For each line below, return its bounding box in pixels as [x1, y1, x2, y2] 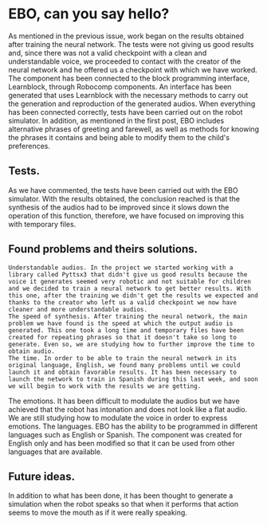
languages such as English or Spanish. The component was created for [8, 429, 243, 439]
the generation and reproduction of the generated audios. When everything [8, 99, 256, 108]
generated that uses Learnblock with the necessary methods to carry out [8, 90, 249, 100]
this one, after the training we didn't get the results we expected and [8, 292, 259, 300]
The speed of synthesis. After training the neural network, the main [8, 312, 248, 320]
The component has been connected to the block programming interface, [8, 73, 249, 83]
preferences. [8, 141, 50, 151]
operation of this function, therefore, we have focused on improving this [8, 210, 245, 220]
